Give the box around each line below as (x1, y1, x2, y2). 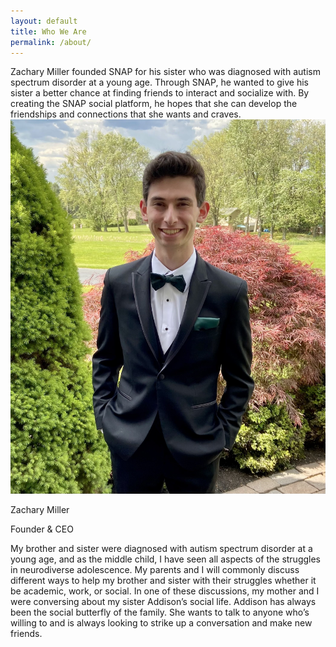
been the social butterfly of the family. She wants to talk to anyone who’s (10, 606, 310, 619)
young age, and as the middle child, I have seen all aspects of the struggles (10, 553, 322, 565)
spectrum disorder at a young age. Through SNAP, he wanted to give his (10, 76, 309, 89)
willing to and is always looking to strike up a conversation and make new (10, 617, 313, 629)
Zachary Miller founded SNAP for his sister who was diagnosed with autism (10, 66, 321, 78)
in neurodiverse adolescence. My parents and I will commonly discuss (10, 564, 300, 576)
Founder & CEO (10, 523, 74, 535)
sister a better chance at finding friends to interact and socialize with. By (10, 87, 310, 99)
